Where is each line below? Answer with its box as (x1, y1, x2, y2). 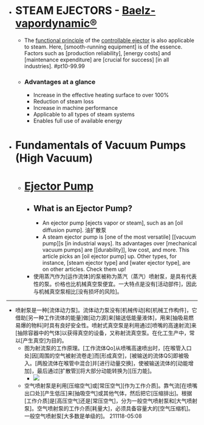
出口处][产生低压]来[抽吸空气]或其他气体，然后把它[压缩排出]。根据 (24, 390, 192, 397)
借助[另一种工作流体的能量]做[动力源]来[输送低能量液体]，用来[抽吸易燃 (15, 314, 194, 322)
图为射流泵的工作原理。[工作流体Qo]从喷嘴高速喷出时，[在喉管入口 (24, 344, 192, 352)
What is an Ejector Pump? (33, 203, 132, 213)
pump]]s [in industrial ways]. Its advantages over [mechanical (42, 240, 197, 247)
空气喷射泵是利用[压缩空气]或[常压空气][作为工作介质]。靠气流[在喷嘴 (24, 382, 198, 389)
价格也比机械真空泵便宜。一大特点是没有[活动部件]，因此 (54, 280, 197, 288)
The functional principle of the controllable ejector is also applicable (24, 36, 194, 44)
